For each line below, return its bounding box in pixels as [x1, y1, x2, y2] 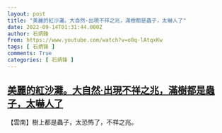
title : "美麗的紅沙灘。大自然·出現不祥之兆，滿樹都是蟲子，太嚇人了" [7, 17, 187, 24]
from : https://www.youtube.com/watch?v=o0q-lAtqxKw [7, 37, 163, 44]
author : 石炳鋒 [7, 30, 49, 37]
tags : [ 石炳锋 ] [7, 43, 55, 50]
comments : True [7, 50, 52, 57]
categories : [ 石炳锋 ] [7, 57, 74, 64]
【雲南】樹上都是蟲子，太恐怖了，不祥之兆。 [7, 117, 138, 126]
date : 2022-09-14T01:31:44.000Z [7, 23, 103, 30]
